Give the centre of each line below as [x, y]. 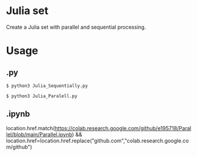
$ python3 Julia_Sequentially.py [47, 86]
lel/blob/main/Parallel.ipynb [39, 134]
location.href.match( [31, 128]
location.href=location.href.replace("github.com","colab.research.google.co [98, 140]
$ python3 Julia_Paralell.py [42, 96]
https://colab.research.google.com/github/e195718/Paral [123, 128]
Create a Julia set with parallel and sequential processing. [76, 27]
